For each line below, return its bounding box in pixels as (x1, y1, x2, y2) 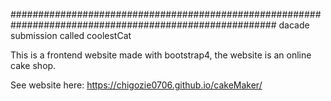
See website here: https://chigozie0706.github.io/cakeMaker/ (10, 79, 263, 91)
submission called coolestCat (10, 30, 132, 41)
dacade (278, 19, 310, 31)
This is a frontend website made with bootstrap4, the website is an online (10, 49, 312, 61)
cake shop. (10, 60, 57, 71)
